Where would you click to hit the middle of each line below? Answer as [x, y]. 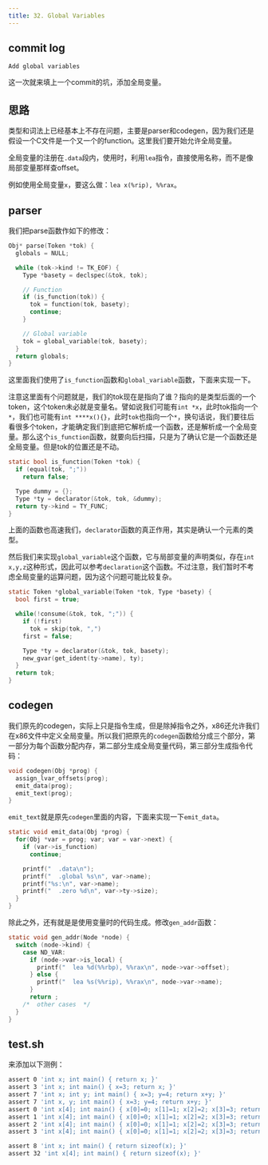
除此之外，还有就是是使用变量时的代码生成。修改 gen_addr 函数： [114, 922]
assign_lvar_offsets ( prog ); [62, 778]
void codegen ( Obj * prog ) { [53, 771]
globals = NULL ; [42, 253]
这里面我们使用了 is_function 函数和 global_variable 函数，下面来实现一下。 [132, 380]
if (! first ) [42, 622]
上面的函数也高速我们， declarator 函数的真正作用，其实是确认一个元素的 [128, 530]
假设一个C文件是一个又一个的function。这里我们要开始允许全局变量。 [122, 141]
